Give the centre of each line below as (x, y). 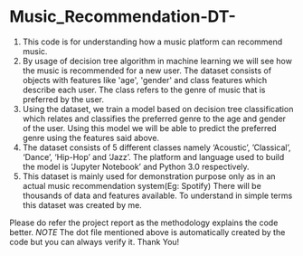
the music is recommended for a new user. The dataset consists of (147, 71)
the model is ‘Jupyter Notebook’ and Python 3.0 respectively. (136, 166)
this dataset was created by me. (82, 204)
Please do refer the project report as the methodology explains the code (144, 223)
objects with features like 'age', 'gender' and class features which (145, 80)
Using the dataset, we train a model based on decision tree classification (158, 109)
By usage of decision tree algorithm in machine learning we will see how (157, 61)
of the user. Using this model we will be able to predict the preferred (150, 128)
